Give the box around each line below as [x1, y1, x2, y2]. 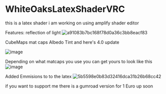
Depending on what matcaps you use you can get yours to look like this [5, 58, 152, 64]
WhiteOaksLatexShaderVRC [5, 3, 125, 15]
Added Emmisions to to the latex [5, 73, 72, 79]
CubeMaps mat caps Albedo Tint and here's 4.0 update [5, 39, 119, 45]
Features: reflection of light [5, 29, 61, 35]
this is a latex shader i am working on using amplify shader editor [5, 20, 139, 26]
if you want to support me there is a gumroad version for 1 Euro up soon [5, 83, 153, 89]
